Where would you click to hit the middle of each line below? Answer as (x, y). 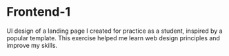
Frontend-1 (39, 12)
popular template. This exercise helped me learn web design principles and (113, 38)
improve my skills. (32, 45)
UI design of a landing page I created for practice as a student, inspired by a (114, 31)
